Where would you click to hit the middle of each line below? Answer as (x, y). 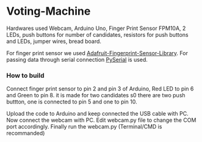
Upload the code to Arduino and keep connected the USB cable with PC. (98, 114)
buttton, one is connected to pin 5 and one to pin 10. (72, 102)
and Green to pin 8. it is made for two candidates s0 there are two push (96, 95)
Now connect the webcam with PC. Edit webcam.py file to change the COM (101, 120)
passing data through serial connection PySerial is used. (77, 59)
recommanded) (26, 133)
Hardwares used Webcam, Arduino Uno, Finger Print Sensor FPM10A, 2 (96, 28)
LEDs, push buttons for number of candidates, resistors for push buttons (97, 34)
